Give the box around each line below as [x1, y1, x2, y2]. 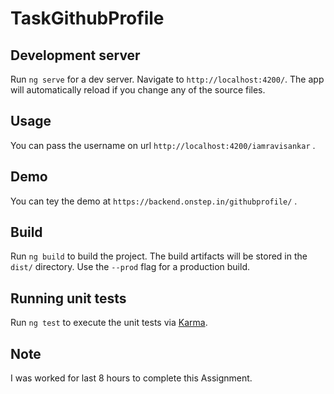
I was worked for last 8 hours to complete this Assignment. [10, 372, 253, 384]
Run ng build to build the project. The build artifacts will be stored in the [10, 250, 308, 262]
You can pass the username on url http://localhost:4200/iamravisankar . [10, 139, 316, 151]
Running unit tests [10, 290, 127, 307]
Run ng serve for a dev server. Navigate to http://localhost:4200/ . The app [10, 73, 325, 85]
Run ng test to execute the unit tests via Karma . [10, 317, 208, 329]
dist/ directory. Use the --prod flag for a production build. [10, 261, 250, 273]
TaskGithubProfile [10, 7, 165, 30]
